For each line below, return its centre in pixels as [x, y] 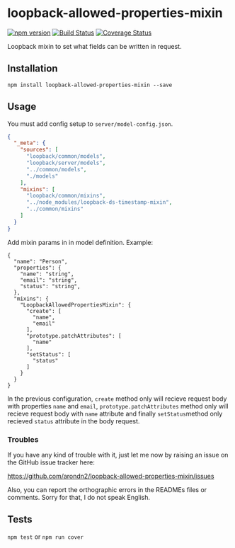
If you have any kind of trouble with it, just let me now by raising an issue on [118, 455]
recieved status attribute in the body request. [74, 421]
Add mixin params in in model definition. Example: [80, 242]
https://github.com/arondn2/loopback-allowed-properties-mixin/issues [111, 476]
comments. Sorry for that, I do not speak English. [79, 497]
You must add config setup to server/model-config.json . [90, 124]
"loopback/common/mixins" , [66, 196]
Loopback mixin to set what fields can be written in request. [94, 46]
